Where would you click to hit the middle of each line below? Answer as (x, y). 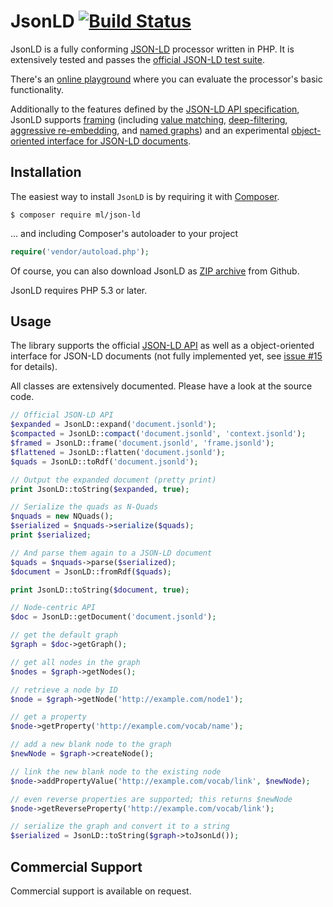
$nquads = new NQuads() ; (62, 516)
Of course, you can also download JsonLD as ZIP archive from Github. (155, 271)
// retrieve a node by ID (64, 690)
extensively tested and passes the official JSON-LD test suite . (138, 59)
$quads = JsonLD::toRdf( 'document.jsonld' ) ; (104, 461)
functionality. (37, 89)
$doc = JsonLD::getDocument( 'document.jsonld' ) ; (113, 617)
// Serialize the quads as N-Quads (84, 507)
